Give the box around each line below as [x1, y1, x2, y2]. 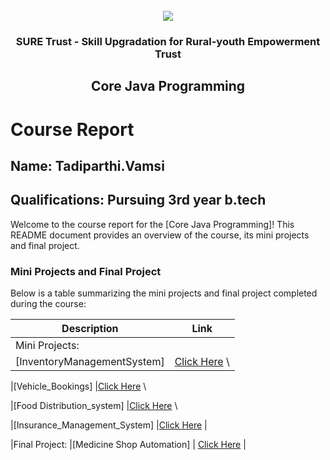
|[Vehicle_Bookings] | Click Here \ [10, 380, 147, 392]
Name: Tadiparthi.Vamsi [10, 157, 165, 174]
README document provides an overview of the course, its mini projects [10, 229, 310, 241]
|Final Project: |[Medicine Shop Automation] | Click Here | [10, 439, 247, 450]
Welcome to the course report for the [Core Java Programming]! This [10, 218, 295, 230]
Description [61, 322, 119, 335]
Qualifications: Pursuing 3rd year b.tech [10, 192, 267, 209]
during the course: [10, 298, 87, 309]
